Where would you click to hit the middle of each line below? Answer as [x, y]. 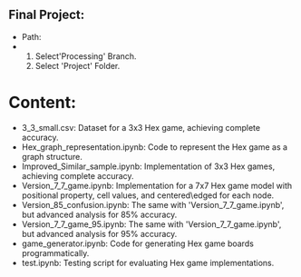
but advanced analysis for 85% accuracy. [99, 214]
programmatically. [55, 252]
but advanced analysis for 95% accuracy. [99, 233]
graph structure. [52, 156]
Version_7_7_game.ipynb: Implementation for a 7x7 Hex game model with [157, 185]
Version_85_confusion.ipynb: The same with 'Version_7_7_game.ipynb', [153, 204]
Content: [43, 103]
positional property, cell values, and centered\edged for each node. [148, 195]
